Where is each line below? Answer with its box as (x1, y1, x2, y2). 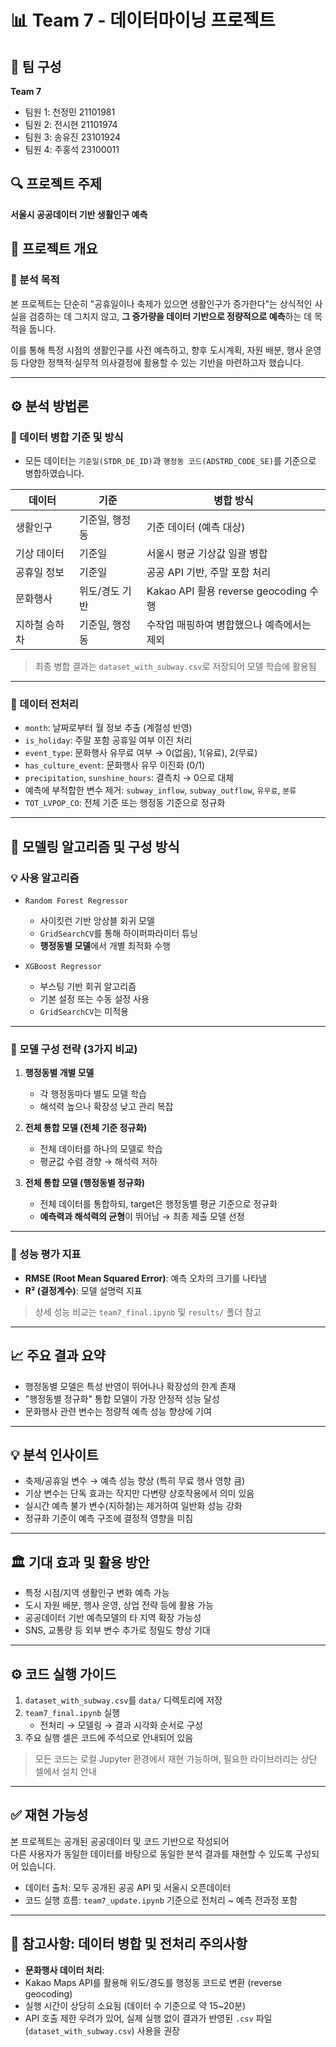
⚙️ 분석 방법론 (10, 397, 90, 415)
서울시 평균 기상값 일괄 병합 (146, 547, 268, 561)
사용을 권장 (136, 2024, 180, 2036)
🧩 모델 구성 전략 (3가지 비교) (10, 1042, 138, 1056)
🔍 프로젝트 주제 (10, 176, 103, 193)
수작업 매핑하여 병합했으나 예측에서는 (146, 618, 312, 632)
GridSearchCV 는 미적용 (39, 1006, 129, 1018)
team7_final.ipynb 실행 (24, 1707, 121, 1719)
